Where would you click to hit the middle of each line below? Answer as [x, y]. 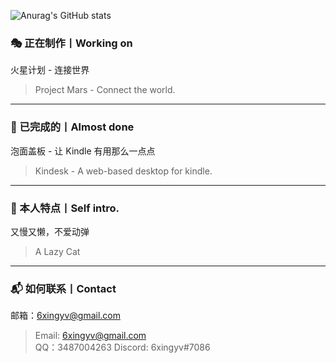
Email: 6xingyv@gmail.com [90, 336]
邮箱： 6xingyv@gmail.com [66, 316]
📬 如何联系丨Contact [63, 288]
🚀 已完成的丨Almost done [72, 127]
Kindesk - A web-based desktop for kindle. [123, 171]
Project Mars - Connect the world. [105, 90]
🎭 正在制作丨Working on [71, 43]
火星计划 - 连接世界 [50, 70]
